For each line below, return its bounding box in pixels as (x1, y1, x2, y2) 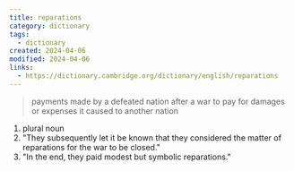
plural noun (22, 123, 65, 133)
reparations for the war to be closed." (22, 141, 161, 152)
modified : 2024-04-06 (9, 55, 91, 64)
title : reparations (9, 13, 82, 22)
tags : (9, 30, 30, 38)
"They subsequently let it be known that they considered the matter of (22, 132, 282, 143)
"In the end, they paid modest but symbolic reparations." (22, 151, 231, 162)
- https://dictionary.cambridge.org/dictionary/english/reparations (17, 72, 279, 81)
